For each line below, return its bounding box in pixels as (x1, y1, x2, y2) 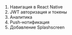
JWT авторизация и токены (9, 9, 67, 15)
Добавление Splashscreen (9, 24, 65, 30)
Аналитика (9, 14, 33, 20)
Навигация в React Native (9, 4, 63, 10)
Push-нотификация (9, 19, 50, 25)
